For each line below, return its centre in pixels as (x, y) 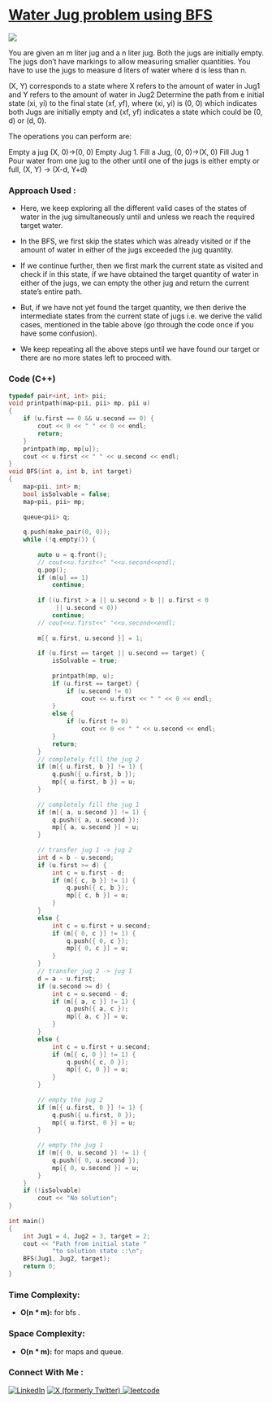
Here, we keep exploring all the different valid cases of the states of (134, 208)
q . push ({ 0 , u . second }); (95, 1160)
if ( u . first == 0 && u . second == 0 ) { (89, 419)
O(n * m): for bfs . (50, 1313)
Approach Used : (43, 191)
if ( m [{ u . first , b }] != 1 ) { (91, 767)
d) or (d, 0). (28, 121)
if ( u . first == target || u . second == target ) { (121, 653)
